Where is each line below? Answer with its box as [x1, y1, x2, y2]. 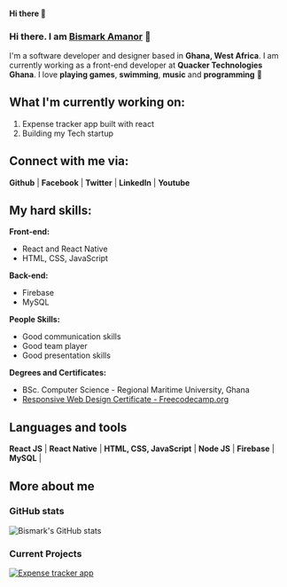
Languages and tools [9, 419, 128, 435]
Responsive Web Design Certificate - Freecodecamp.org [21, 394, 229, 405]
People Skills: [9, 314, 60, 325]
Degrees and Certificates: [9, 368, 106, 378]
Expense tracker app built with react [21, 118, 155, 129]
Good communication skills [21, 331, 121, 342]
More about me [9, 479, 95, 494]
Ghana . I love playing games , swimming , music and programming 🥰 [9, 68, 263, 80]
